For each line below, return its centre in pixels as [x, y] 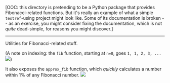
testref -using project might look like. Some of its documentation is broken [83, 18]
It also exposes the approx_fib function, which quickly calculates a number [83, 69]
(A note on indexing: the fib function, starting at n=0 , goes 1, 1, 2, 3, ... [83, 53]
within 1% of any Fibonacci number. [42, 75]
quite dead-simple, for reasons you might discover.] [59, 29]
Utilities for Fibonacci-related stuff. [41, 43]
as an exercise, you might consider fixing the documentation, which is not [85, 23]
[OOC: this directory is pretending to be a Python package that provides [80, 7]
